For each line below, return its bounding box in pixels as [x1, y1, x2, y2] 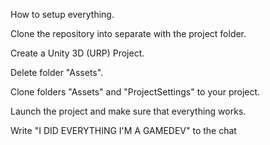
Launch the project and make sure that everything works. [10, 105, 247, 117]
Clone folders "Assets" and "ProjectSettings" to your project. [10, 86, 261, 98]
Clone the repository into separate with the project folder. [10, 28, 247, 39]
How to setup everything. [10, 9, 115, 20]
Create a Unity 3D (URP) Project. [10, 47, 145, 59]
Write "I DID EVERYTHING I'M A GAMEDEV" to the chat [10, 125, 237, 136]
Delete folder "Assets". [10, 67, 104, 78]
